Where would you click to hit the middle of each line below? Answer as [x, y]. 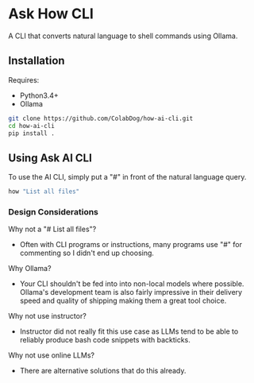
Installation [37, 61]
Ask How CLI [51, 14]
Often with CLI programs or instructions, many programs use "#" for [131, 245]
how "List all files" [44, 191]
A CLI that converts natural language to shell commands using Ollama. [123, 36]
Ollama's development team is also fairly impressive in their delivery [131, 292]
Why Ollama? [30, 269]
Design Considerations [54, 211]
